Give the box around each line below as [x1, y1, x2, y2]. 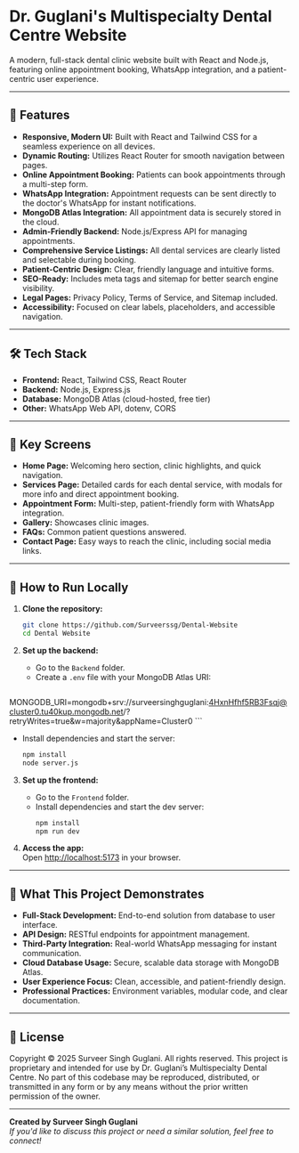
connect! [9, 1135, 42, 1146]
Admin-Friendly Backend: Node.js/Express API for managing [21, 225, 247, 237]
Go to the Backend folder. [35, 662, 125, 673]
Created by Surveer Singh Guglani [9, 1116, 138, 1127]
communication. [21, 948, 82, 959]
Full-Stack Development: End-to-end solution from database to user [21, 910, 276, 921]
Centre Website [9, 25, 127, 45]
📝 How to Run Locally [9, 580, 129, 595]
